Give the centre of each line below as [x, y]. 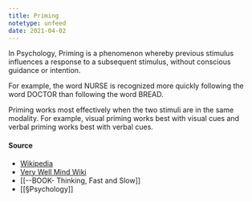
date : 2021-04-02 [37, 30]
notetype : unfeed [37, 23]
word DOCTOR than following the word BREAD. [86, 95]
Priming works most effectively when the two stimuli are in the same [121, 110]
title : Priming [34, 16]
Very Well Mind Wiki [53, 172]
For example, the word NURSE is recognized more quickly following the [126, 86]
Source [21, 145]
